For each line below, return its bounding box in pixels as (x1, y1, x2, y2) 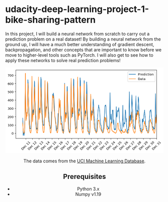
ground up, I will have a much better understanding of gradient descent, (5, 41, 154, 47)
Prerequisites (63, 172, 106, 181)
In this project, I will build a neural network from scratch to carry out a (5, 31, 150, 37)
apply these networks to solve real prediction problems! (5, 57, 121, 63)
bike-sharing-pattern (5, 14, 96, 26)
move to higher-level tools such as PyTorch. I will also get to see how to (5, 52, 153, 58)
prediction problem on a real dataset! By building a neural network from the (5, 36, 161, 42)
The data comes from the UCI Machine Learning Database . (23, 158, 146, 164)
